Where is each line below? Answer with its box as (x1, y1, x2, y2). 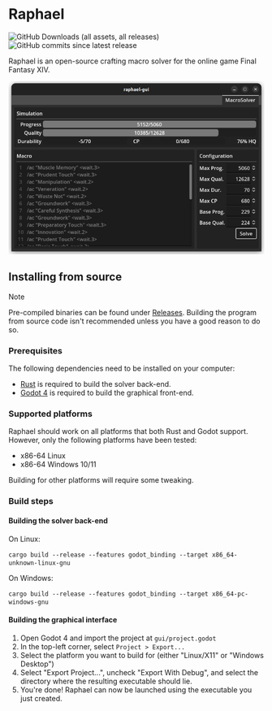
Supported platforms (8, 408, 93, 419)
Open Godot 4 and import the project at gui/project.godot (19, 633, 217, 643)
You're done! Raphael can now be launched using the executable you (19, 684, 253, 695)
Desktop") (19, 659, 54, 669)
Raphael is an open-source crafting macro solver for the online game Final (8, 56, 257, 66)
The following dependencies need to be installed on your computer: (8, 363, 235, 374)
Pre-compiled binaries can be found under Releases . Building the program (8, 307, 257, 317)
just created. (19, 693, 63, 703)
